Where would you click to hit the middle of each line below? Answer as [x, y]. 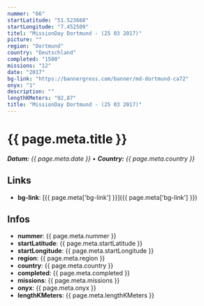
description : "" [31, 92]
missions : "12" [29, 66]
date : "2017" [26, 72]
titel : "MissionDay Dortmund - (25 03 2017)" [74, 33]
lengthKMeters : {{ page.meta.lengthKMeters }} [86, 296]
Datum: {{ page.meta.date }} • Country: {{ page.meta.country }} [101, 159]
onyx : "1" [22, 85]
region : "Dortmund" [36, 46]
